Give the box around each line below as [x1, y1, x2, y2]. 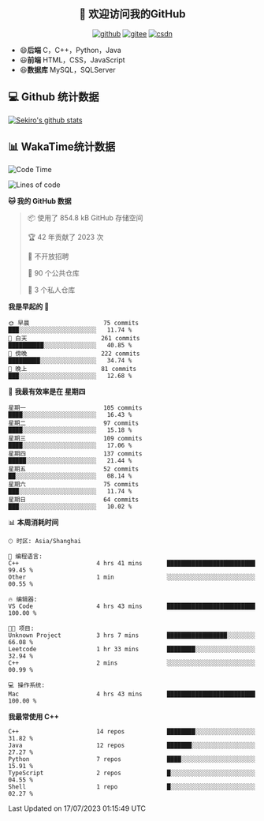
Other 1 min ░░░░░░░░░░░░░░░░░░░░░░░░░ [8, 573, 256, 582]
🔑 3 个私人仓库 [27, 285, 76, 294]
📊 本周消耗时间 [8, 518, 59, 527]
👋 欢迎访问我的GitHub [79, 7, 186, 21]
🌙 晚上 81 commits [8, 366, 137, 373]
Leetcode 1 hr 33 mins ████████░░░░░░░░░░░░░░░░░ [8, 646, 256, 654]
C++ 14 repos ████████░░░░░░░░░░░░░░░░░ [8, 728, 256, 736]
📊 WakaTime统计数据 [8, 141, 116, 154]
